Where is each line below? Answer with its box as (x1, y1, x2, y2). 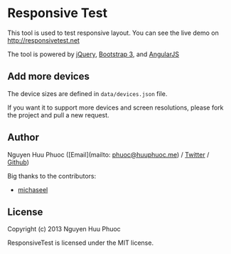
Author (7, 132, 39, 144)
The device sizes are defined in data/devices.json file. (7, 89, 168, 97)
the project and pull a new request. (7, 110, 109, 119)
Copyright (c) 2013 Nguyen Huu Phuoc (7, 225, 121, 233)
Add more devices (7, 70, 90, 83)
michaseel (17, 185, 48, 194)
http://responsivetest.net (7, 36, 80, 44)
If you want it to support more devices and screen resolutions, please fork (7, 103, 224, 112)
